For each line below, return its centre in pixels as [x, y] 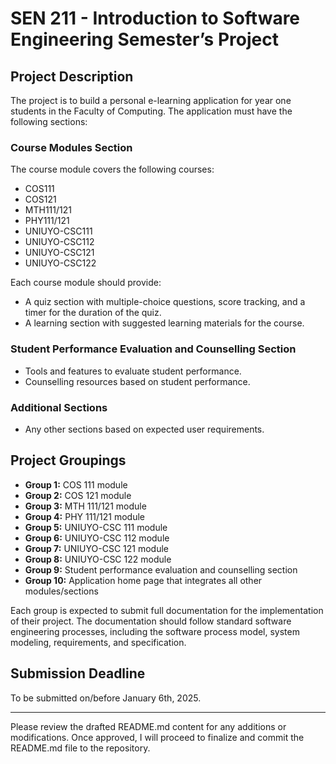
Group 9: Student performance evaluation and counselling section [161, 569]
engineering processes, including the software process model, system [155, 631]
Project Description [72, 76]
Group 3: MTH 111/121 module [85, 506]
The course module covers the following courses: [112, 169]
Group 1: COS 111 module [76, 484]
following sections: [49, 121]
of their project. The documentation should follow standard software [151, 621]
